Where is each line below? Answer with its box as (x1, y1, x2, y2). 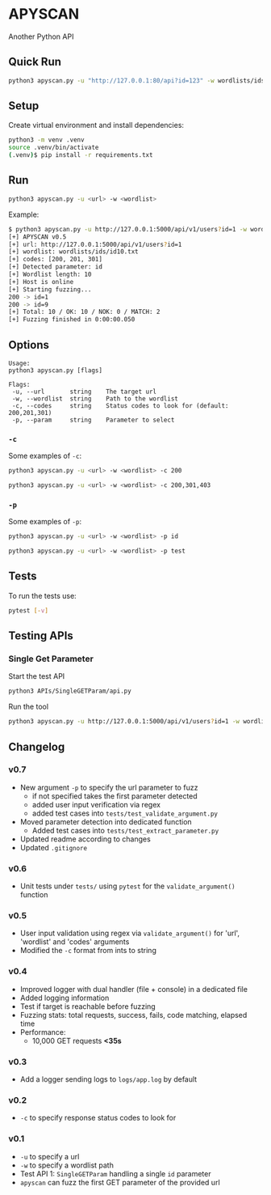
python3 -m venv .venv (8, 136, 85, 144)
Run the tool (8, 701, 49, 712)
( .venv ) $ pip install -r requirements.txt (8, 151, 153, 159)
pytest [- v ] (8, 606, 48, 615)
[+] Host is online (8, 278, 74, 286)
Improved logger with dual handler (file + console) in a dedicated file (19, 984, 248, 994)
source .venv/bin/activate (8, 143, 99, 152)
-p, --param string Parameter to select (11, 416, 175, 424)
